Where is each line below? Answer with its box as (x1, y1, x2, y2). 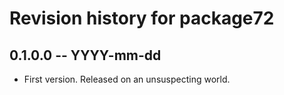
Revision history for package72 (9, 7, 275, 30)
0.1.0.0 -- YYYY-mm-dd (9, 47, 162, 64)
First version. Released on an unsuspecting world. (23, 73, 231, 85)
